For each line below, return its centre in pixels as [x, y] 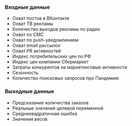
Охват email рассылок [36, 46]
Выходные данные [30, 92]
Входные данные [28, 7]
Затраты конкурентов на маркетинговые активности [70, 67]
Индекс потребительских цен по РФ [51, 56]
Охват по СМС [28, 35]
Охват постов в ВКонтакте [41, 18]
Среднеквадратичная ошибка [45, 113]
